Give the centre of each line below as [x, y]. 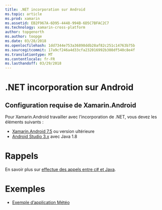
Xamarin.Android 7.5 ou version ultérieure [53, 132]
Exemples [25, 189]
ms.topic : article [23, 14]
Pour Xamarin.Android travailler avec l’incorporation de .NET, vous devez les [81, 117]
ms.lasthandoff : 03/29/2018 [33, 63]
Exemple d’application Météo [41, 202]
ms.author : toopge [23, 37]
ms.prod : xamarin [22, 18]
